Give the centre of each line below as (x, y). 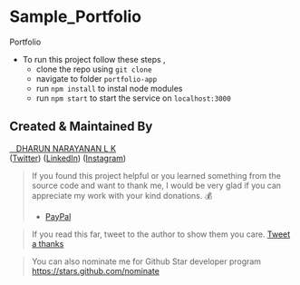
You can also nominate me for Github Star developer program (146, 261)
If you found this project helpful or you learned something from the (156, 175)
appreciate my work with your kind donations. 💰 (122, 195)
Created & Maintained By (81, 127)
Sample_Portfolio (76, 17)
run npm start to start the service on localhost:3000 (133, 98)
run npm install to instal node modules (109, 88)
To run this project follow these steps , (94, 59)
